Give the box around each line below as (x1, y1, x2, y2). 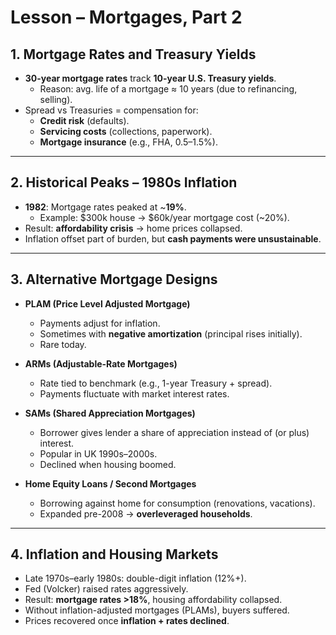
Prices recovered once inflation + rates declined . (24, 615, 230, 627)
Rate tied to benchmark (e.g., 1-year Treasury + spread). (39, 377, 273, 389)
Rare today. (39, 338, 87, 350)
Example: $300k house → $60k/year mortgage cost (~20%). (39, 211, 290, 223)
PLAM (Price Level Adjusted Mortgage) (24, 297, 191, 310)
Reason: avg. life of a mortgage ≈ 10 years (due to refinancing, (39, 83, 298, 95)
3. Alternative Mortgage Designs (10, 271, 218, 288)
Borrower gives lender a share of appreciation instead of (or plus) (39, 426, 310, 438)
